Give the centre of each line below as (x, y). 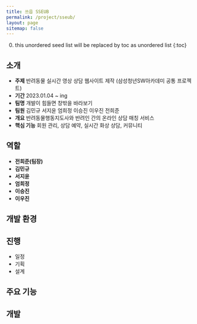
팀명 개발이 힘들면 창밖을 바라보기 (54, 103)
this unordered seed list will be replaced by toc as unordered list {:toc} (101, 45)
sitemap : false (25, 28)
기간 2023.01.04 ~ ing (41, 96)
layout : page (22, 23)
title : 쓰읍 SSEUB (28, 12)
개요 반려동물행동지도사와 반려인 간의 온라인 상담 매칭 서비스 (85, 118)
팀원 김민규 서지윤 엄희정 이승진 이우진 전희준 (67, 111)
